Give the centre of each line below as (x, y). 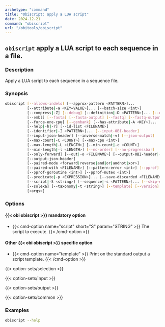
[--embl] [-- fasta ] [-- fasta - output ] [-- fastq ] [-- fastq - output (94, 117)
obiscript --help (23, 321)
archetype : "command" (27, 10)
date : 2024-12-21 (23, 19)
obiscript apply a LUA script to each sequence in (82, 48)
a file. (14, 56)
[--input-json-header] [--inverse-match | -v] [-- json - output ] (91, 136)
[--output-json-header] (51, 159)
